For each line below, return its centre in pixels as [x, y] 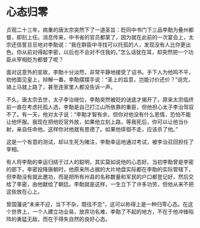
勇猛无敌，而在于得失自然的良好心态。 [63, 219]
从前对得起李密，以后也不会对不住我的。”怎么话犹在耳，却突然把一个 [105, 52]
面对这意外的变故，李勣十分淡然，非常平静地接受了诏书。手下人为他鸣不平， [100, 72]
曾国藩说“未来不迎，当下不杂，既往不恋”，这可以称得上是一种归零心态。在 [97, 204]
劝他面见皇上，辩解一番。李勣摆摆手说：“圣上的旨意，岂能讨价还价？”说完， [100, 79]
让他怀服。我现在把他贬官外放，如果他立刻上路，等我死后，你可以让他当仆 [97, 122]
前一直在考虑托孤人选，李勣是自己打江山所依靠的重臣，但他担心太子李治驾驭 [100, 107]
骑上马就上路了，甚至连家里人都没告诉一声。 [61, 87]
